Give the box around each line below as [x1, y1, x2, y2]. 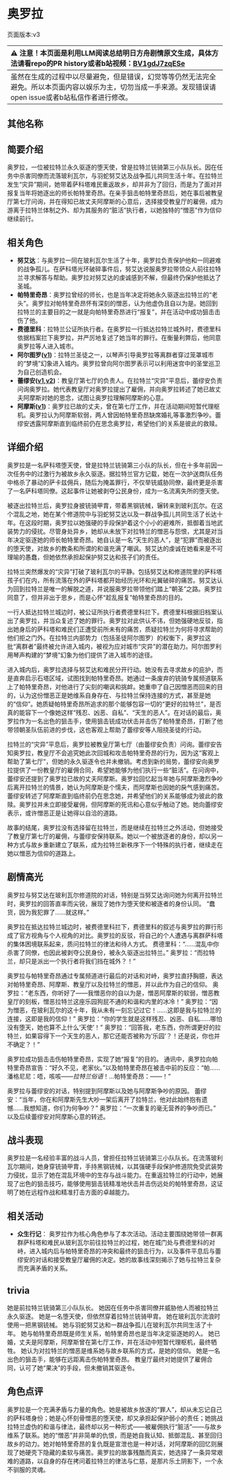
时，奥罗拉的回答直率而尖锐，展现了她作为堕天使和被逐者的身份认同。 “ [7, 899, 210, 908]
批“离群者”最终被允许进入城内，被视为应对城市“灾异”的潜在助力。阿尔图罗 [7, 642, 216, 650]
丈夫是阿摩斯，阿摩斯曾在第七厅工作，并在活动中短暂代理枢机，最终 [18, 1338, 211, 1347]
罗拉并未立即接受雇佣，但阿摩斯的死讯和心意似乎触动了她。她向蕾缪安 [25, 800, 223, 808]
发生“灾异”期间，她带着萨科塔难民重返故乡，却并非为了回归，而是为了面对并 [7, 180, 222, 189]
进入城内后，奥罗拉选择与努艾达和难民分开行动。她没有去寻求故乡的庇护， [7, 665, 217, 673]
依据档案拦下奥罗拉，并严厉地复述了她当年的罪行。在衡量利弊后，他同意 [16, 333, 221, 341]
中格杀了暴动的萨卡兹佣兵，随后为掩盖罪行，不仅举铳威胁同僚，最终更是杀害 [7, 478, 223, 486]
